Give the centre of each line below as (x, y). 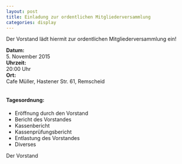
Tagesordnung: (25, 100)
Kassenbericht (32, 125)
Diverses (25, 144)
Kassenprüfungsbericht (43, 132)
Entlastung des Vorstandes (47, 138)
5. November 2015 (28, 57)
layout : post (22, 11)
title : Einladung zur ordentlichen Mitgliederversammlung (78, 17)
